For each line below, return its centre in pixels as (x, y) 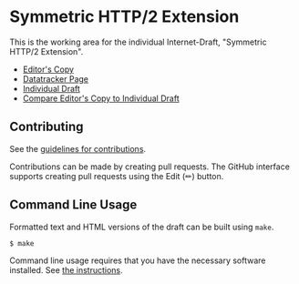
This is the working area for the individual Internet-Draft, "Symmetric (138, 42)
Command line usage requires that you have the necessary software (138, 260)
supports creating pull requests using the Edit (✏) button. (117, 176)
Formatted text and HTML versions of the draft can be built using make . (142, 227)
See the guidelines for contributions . (78, 148)
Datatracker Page (56, 78)
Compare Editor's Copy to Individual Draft (101, 98)
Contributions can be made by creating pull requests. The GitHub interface (149, 167)
